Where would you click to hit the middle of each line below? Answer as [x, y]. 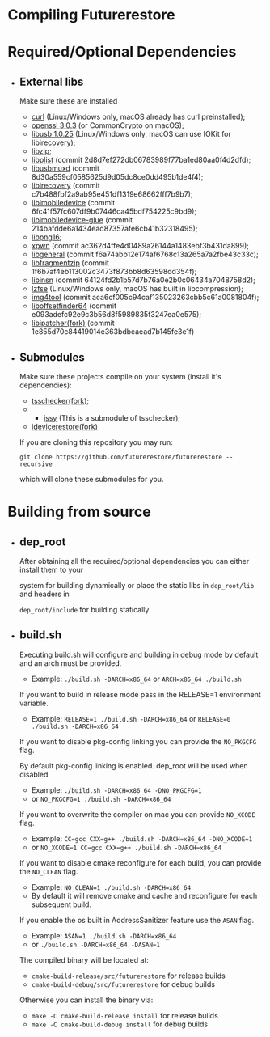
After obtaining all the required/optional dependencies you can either [134, 561]
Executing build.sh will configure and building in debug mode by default [139, 654]
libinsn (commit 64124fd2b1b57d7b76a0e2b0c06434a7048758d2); [143, 280]
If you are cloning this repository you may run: [96, 442]
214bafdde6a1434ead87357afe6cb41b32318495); [114, 229]
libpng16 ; [46, 237]
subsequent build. [61, 904]
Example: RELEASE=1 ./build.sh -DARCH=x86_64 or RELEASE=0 [131, 718]
